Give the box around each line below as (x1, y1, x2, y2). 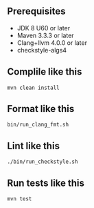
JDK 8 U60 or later (16, 23, 71, 32)
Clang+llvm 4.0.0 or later (16, 38, 88, 47)
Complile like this (7, 66, 82, 78)
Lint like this (7, 140, 60, 151)
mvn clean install (7, 84, 60, 91)
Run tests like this (7, 177, 84, 189)
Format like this (7, 103, 75, 115)
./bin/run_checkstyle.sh (7, 158, 78, 165)
